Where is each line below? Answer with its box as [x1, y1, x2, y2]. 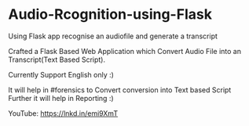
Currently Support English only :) [8, 70, 114, 79]
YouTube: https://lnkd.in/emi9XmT [8, 108, 119, 118]
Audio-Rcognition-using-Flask [8, 5, 212, 23]
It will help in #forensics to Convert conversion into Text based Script [8, 85, 232, 95]
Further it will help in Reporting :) [8, 93, 114, 103]
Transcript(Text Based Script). [8, 55, 106, 64]
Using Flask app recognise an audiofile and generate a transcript [8, 31, 218, 41]
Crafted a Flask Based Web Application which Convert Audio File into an [8, 46, 242, 56]
